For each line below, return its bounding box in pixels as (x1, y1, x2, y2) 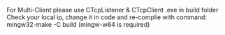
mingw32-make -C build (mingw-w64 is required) (6, 21, 150, 28)
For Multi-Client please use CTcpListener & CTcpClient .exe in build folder (6, 6, 219, 14)
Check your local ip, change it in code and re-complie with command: (6, 13, 208, 21)
